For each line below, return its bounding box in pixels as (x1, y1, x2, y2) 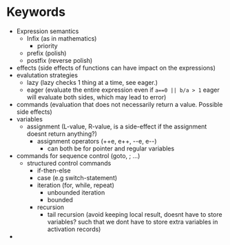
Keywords (6, 4, 66, 20)
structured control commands (26, 159, 112, 167)
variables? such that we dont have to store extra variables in (47, 217, 218, 226)
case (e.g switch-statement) (36, 173, 118, 182)
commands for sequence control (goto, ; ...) (16, 151, 140, 159)
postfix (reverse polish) (26, 56, 93, 64)
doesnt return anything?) (26, 129, 98, 138)
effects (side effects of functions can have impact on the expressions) (16, 63, 216, 72)
